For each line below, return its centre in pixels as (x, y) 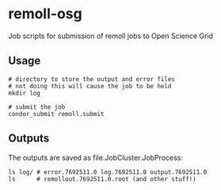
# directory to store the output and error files (92, 79)
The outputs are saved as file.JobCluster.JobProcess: (96, 157)
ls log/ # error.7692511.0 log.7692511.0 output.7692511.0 (108, 172)
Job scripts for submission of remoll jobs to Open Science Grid (111, 36)
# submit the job (37, 107)
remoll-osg (45, 14)
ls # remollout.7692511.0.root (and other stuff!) (102, 179)
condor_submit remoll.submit (56, 114)
